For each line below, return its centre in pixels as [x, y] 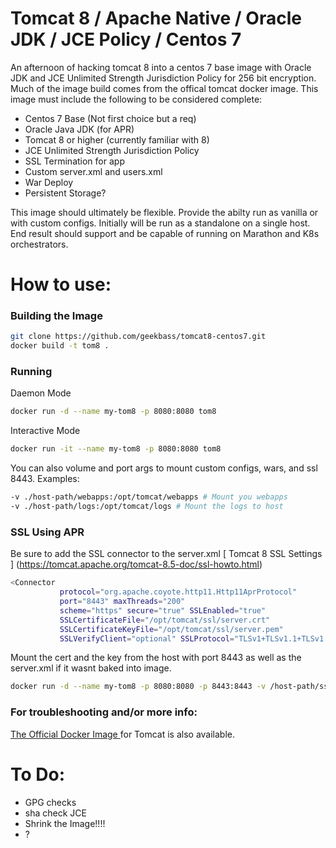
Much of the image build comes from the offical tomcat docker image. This [164, 88]
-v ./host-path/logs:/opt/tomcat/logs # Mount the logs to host [147, 507]
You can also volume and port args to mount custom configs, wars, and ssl [164, 468]
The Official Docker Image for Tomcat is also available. [123, 734]
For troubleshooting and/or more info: [104, 712]
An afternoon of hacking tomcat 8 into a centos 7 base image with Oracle [161, 67]
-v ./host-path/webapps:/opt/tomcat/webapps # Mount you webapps [149, 497]
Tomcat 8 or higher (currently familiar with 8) [117, 139]
